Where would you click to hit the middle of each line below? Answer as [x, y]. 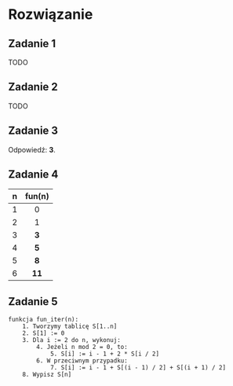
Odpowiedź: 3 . [32, 149]
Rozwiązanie [51, 15]
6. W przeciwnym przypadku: [82, 361]
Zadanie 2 [33, 87]
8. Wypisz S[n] [47, 375]
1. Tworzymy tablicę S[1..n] [70, 327]
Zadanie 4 [33, 175]
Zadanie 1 [32, 44]
